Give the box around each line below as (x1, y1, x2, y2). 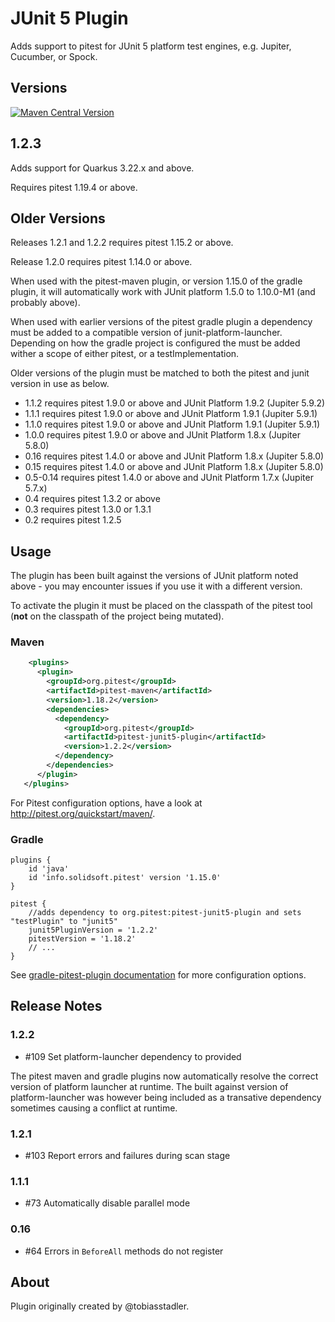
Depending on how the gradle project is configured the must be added (10, 337, 301, 349)
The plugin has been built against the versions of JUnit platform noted (10, 570, 299, 582)
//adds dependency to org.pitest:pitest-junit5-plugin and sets (28, 908, 302, 918)
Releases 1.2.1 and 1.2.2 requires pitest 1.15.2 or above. (10, 237, 234, 249)
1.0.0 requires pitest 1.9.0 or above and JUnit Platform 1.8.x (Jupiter (24, 429, 301, 441)
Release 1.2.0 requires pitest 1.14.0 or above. (10, 256, 193, 268)
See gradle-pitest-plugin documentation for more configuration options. (10, 969, 307, 981)
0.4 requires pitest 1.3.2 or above (24, 493, 161, 505)
